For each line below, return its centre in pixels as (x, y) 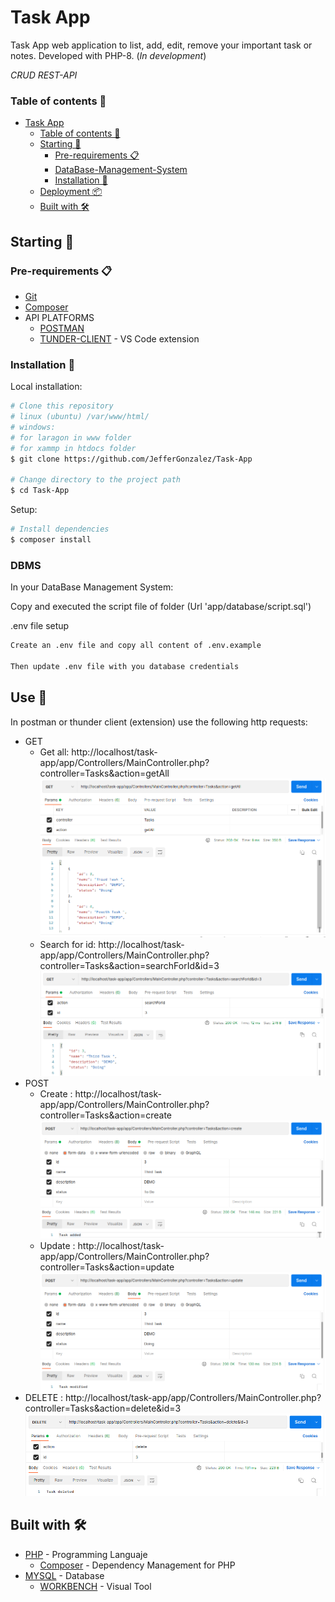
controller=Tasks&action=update (107, 1267)
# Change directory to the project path (96, 480)
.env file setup (40, 626)
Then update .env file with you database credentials (125, 666)
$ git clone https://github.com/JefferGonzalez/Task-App (131, 459)
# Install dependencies (60, 529)
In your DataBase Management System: (92, 587)
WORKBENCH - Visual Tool (95, 1586)
